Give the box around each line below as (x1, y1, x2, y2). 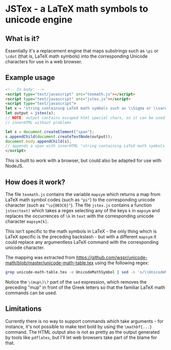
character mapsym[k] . (5, 218, 49, 224)
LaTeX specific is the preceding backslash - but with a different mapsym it (5, 234, 157, 240)
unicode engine (5, 14, 73, 26)
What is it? (5, 34, 40, 43)
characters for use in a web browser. (5, 59, 82, 64)
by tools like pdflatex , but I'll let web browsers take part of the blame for (5, 334, 157, 340)
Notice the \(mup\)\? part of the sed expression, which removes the (5, 279, 147, 285)
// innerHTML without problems (5, 120, 72, 125)
